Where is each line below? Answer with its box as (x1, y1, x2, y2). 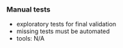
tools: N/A (16, 34, 45, 43)
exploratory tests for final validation (16, 20, 117, 28)
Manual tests (6, 5, 51, 14)
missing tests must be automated (16, 27, 110, 35)
